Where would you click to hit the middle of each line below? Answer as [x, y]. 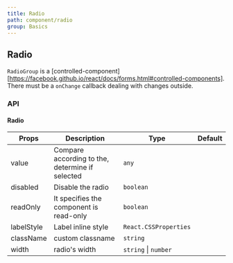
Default [210, 138]
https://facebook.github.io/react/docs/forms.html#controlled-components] [116, 79]
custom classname [84, 238]
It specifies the [78, 199]
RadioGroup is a [29, 71]
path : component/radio [40, 20]
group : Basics [28, 26]
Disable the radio [81, 188]
